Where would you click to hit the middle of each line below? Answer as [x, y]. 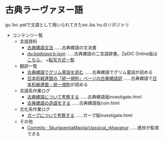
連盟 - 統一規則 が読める [64, 84]
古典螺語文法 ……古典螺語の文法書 [62, 47]
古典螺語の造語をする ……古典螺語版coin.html [73, 103]
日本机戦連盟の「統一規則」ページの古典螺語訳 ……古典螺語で [90, 78]
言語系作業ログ [35, 90]
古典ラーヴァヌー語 [44, 10]
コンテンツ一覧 [27, 35]
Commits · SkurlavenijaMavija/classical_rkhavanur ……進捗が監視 [93, 127]
